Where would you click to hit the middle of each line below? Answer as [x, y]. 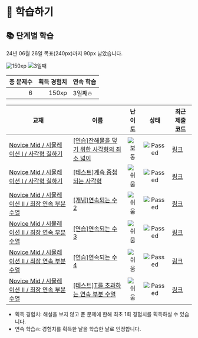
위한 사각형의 [97, 149]
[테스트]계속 [89, 172]
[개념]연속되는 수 [95, 200]
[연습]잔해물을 [92, 140]
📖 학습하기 [30, 12]
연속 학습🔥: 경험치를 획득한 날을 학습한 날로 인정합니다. [78, 329]
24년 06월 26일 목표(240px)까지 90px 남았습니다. [65, 53]
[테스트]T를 [88, 285]
